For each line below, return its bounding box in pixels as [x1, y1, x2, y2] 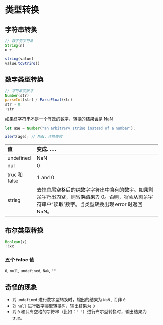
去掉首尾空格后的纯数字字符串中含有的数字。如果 [36, 186, 149, 193]
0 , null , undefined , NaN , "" [5, 268, 56, 274]
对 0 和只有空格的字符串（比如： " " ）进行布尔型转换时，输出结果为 [12, 309, 147, 314]
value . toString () [5, 61, 40, 65]
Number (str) [5, 93, 29, 98]
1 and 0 [36, 174, 55, 181]
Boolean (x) [5, 240, 27, 244]
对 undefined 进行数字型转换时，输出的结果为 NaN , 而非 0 [12, 296, 126, 302]
